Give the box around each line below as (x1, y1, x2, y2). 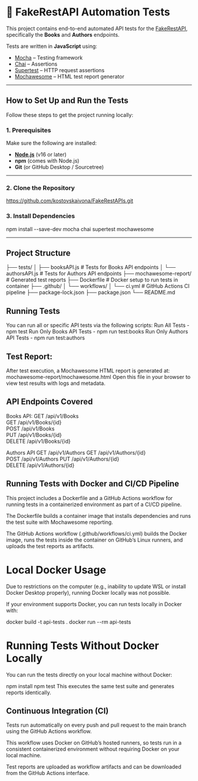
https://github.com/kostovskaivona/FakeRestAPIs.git (6, 197, 134, 205)
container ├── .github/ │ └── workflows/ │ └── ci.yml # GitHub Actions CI (6, 283, 190, 290)
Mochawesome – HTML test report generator (14, 73, 125, 80)
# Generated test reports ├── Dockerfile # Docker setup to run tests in (6, 276, 179, 283)
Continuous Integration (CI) (6, 706, 109, 716)
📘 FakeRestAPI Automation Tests (6, 5, 170, 19)
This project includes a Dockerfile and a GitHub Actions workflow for (6, 494, 173, 501)
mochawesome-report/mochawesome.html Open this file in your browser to (6, 374, 191, 381)
